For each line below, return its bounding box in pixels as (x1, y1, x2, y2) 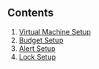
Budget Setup (18, 35, 64, 45)
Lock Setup (18, 52, 57, 61)
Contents (7, 6, 54, 20)
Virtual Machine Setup (18, 27, 91, 36)
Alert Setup (18, 43, 56, 53)
